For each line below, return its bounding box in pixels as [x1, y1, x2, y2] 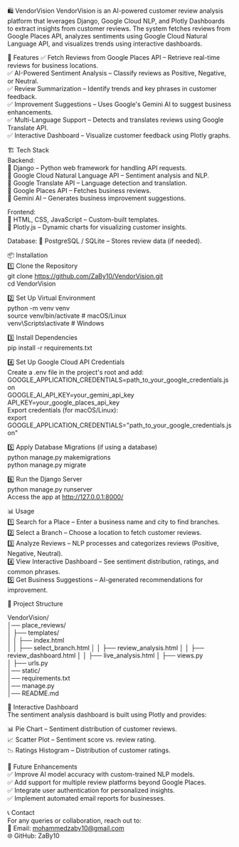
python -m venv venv [7, 304, 70, 312]
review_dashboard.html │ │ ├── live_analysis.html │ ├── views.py [7, 651, 203, 660]
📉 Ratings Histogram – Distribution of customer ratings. [7, 746, 171, 754]
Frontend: [7, 208, 36, 216]
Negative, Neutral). [7, 549, 63, 558]
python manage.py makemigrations [7, 453, 112, 462]
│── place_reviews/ [7, 621, 66, 629]
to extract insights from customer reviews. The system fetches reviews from [7, 24, 231, 33]
